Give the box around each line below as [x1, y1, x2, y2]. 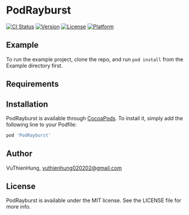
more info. [6, 203, 31, 210]
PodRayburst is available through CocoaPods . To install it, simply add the [6, 114, 184, 121]
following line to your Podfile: [6, 121, 77, 128]
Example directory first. [6, 62, 63, 69]
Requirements [6, 79, 59, 89]
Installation [6, 99, 48, 109]
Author [6, 148, 32, 159]
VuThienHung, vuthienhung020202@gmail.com [6, 164, 122, 171]
